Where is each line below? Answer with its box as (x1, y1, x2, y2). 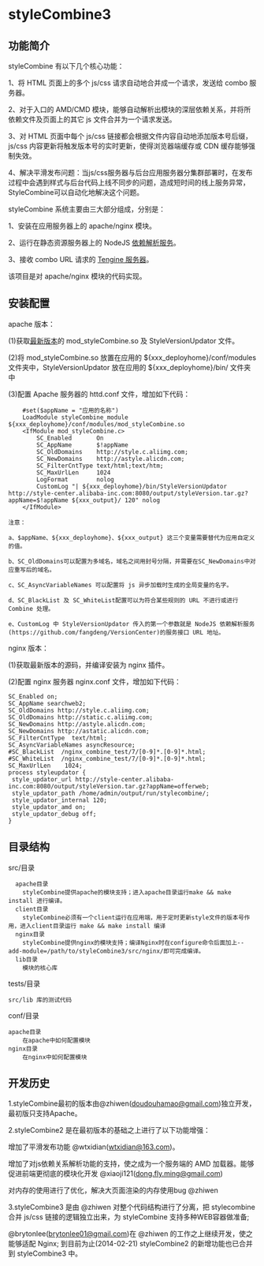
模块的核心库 (22, 964, 58, 972)
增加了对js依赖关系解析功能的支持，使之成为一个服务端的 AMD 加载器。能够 (8, 1159, 255, 1169)
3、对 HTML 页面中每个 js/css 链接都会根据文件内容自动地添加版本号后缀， (8, 132, 253, 140)
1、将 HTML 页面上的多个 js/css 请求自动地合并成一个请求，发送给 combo (8, 78, 248, 88)
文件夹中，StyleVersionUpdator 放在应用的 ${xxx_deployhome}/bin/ (8, 362, 229, 372)
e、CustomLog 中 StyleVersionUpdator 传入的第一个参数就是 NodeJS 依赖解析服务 (8, 620, 255, 628)
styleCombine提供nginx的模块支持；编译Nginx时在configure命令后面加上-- (22, 938, 244, 946)
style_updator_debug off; (11, 810, 97, 818)
